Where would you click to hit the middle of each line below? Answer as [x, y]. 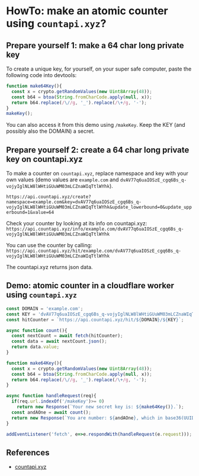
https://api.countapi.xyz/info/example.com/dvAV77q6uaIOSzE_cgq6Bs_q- [95, 229]
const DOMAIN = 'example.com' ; [45, 309]
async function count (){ [37, 330]
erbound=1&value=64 [30, 213]
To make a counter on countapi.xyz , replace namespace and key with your [97, 174]
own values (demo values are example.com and [63, 180]
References [28, 453]
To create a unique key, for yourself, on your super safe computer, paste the [99, 69]
